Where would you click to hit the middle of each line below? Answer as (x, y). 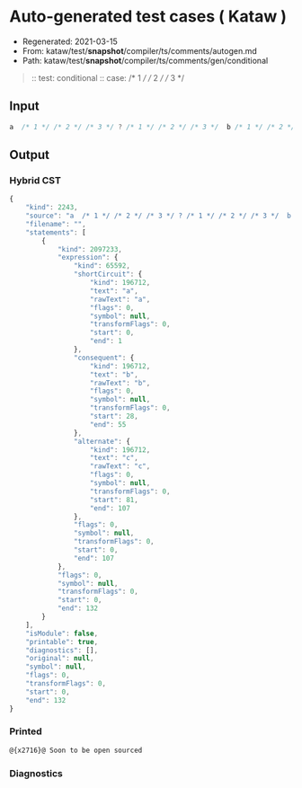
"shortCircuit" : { (108, 274)
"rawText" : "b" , (120, 383)
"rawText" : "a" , (120, 299)
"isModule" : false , (62, 633)
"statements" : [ (56, 232)
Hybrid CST (35, 180)
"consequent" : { (104, 358)
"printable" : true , (62, 642)
